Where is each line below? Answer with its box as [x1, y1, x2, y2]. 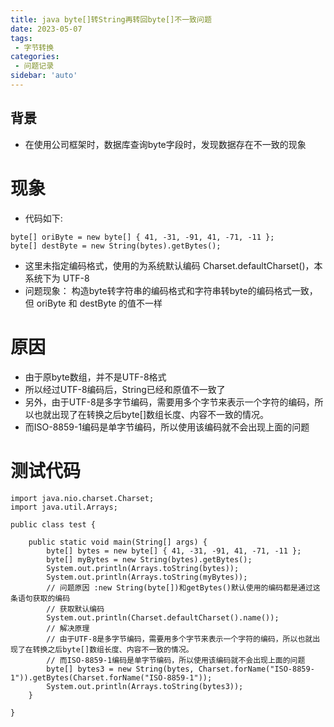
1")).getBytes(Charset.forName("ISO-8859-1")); [10, 672, 213, 683]
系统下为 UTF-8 [24, 272, 90, 284]
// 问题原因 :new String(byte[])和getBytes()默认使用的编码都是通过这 [46, 582, 321, 593]
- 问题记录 [14, 61, 55, 71]
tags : [10, 33, 33, 43]
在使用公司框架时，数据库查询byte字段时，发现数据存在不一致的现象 [24, 138, 307, 150]
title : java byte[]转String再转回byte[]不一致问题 [10, 14, 212, 25]
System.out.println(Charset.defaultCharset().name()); [46, 612, 280, 623]
